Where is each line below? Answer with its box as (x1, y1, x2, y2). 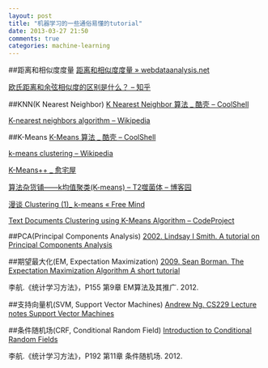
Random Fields (8, 335, 58, 345)
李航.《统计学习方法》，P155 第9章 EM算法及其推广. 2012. (8, 282, 199, 292)
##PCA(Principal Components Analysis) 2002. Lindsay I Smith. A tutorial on (8, 231, 261, 241)
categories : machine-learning (8, 42, 111, 50)
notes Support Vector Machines (8, 309, 115, 319)
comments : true (8, 34, 60, 43)
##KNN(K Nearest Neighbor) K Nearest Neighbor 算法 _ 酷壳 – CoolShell (8, 99, 249, 109)
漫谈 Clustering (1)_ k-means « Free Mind (8, 200, 146, 209)
